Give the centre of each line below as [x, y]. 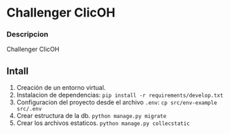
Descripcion [28, 35]
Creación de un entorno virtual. [61, 88]
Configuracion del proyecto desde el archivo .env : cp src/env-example [117, 102]
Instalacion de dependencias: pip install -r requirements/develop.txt [120, 95]
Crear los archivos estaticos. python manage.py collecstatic [103, 123]
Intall [18, 71]
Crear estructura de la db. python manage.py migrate [91, 116]
